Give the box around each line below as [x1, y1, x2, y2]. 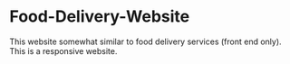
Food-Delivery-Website [9, 6, 190, 27]
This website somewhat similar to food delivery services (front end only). [9, 36, 283, 47]
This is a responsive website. [9, 45, 118, 56]
